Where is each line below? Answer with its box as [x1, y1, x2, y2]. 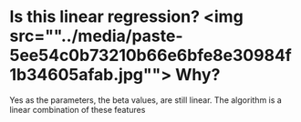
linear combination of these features [9, 104, 146, 115]
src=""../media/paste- [9, 25, 184, 46]
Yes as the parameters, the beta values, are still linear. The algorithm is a [9, 94, 283, 106]
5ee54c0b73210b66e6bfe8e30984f [9, 46, 292, 66]
